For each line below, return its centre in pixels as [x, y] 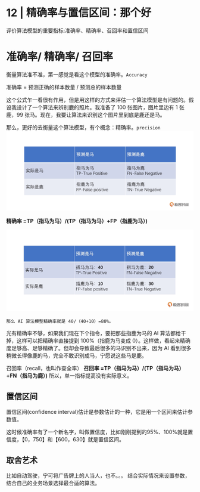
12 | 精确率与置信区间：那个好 [79, 13]
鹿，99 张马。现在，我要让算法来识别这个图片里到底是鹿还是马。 [86, 115]
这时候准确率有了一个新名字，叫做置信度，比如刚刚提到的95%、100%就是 [97, 432]
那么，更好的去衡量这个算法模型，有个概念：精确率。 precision [83, 127]
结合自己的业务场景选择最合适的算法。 [53, 483]
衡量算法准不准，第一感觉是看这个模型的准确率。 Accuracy [77, 74]
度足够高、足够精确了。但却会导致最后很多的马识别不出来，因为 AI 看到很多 [99, 348]
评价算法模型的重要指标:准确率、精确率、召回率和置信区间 [77, 30]
